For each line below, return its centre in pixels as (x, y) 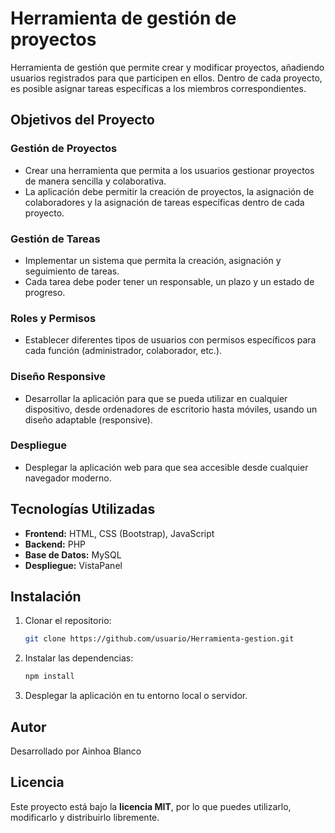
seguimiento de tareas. (72, 271)
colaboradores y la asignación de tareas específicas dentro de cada (164, 202)
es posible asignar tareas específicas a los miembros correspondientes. (158, 88)
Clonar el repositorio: (68, 621)
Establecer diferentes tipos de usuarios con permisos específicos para (170, 340)
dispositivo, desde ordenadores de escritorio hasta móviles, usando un (171, 409)
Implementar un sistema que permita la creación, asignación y (153, 260)
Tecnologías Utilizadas (83, 509)
